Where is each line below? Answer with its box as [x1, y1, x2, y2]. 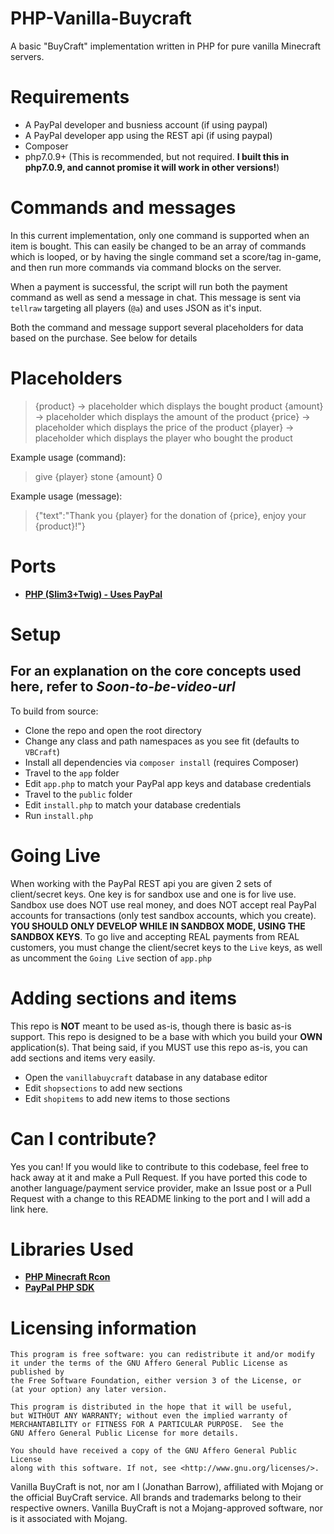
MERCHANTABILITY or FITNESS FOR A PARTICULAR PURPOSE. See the [10, 1420, 284, 1430]
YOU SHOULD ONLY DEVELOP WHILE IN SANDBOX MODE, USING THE [10, 920, 306, 932]
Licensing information [10, 1317, 197, 1339]
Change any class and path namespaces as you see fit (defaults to [24, 735, 300, 747]
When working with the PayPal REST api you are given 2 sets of [10, 877, 273, 889]
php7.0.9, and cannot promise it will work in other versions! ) [24, 161, 280, 173]
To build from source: [10, 705, 99, 717]
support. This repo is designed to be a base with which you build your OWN [10, 1030, 323, 1042]
